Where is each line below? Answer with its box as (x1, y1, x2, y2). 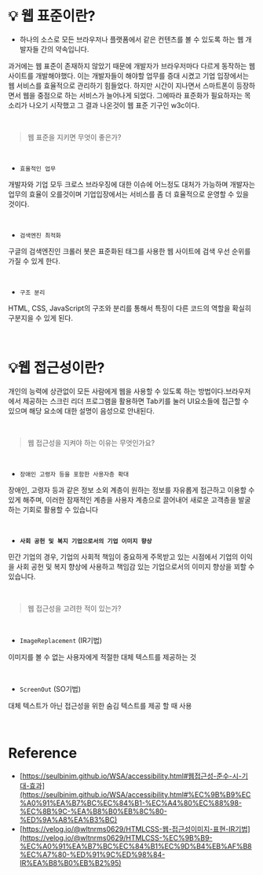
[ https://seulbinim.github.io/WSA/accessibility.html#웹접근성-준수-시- (19, 771, 242, 781)
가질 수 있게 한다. (8, 256, 61, 266)
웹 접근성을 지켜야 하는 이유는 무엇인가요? (27, 438, 155, 447)
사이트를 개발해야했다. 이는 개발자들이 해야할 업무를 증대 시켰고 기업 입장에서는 (8, 71, 250, 80)
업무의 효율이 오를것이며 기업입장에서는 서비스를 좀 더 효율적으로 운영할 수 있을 (8, 189, 250, 199)
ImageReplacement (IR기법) (19, 635, 103, 645)
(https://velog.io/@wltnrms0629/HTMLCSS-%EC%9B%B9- (19, 833, 214, 842)
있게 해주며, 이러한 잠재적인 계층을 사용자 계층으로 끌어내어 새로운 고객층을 (8, 494, 237, 504)
